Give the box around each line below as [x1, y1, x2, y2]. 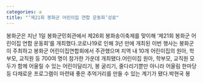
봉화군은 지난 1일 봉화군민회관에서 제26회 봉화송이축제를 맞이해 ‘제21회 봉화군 [6, 32, 190, 39]
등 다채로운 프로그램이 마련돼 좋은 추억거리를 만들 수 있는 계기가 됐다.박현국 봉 [6, 70, 191, 77]
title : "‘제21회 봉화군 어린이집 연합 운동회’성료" [6, 15, 119, 21]
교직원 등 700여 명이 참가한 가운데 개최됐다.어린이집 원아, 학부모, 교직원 [19, 55, 189, 62]
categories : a [6, 8, 42, 15]
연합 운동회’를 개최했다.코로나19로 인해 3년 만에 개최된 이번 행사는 [22, 39, 178, 47]
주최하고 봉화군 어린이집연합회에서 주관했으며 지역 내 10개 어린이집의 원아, [12, 47, 188, 55]
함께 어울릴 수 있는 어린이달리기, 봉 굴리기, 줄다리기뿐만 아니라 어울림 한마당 [17, 62, 197, 70]
